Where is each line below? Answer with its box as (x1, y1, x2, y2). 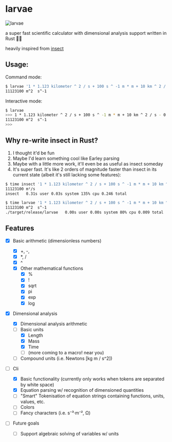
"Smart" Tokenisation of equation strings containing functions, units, (20, 393, 165, 399)
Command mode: (5, 74, 42, 80)
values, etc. (20, 398, 45, 405)
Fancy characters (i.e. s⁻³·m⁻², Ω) (20, 410, 91, 416)
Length (28, 332, 44, 338)
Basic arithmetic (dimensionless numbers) (12, 237, 102, 244)
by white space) (20, 381, 55, 388)
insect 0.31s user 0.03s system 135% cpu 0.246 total (5, 191, 127, 196)
